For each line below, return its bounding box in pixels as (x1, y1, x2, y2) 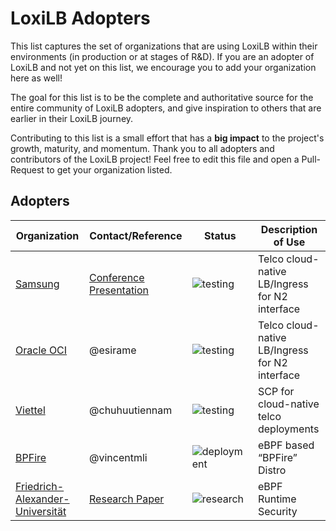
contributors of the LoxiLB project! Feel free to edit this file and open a (10, 153, 300, 165)
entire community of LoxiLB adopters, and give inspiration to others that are (10, 102, 322, 114)
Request (10, 163, 45, 176)
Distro (257, 463, 287, 477)
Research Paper (89, 492, 165, 506)
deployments (257, 422, 320, 436)
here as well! (10, 72, 63, 84)
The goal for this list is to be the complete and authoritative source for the (10, 91, 314, 103)
